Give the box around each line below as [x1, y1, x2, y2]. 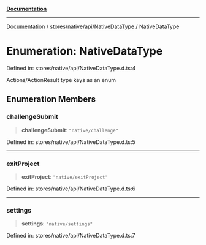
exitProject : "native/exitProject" [21, 173, 109, 180]
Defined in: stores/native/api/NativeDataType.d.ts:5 [6, 138, 136, 146]
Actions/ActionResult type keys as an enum [6, 76, 116, 83]
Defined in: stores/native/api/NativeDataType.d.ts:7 [6, 232, 135, 239]
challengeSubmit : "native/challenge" [21, 126, 118, 134]
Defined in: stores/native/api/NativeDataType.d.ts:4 [6, 64, 136, 72]
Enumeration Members [6, 94, 96, 105]
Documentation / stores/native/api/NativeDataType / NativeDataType [6, 23, 180, 30]
